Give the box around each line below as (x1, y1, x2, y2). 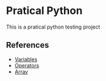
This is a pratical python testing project (6, 23, 101, 30)
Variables (14, 55, 37, 62)
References (6, 40, 49, 50)
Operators (14, 62, 39, 69)
